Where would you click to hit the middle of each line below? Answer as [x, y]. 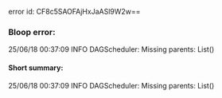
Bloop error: [32, 32]
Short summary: [36, 68]
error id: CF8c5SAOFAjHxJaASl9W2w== [74, 12]
